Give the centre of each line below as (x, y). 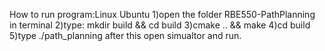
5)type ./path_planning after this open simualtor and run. (125, 35)
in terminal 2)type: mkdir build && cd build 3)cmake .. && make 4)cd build (160, 25)
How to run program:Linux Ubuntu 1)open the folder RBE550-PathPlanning (162, 14)
